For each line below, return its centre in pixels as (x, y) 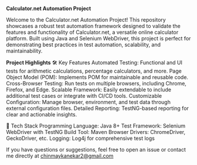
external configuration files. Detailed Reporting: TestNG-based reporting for (98, 108)
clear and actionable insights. (42, 114)
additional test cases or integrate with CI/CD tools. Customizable (84, 96)
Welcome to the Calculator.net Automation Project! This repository (86, 20)
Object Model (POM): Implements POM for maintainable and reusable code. (97, 77)
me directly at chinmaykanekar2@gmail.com (60, 156)
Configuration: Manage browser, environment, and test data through (89, 102)
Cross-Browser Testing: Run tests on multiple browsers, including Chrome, (96, 83)
